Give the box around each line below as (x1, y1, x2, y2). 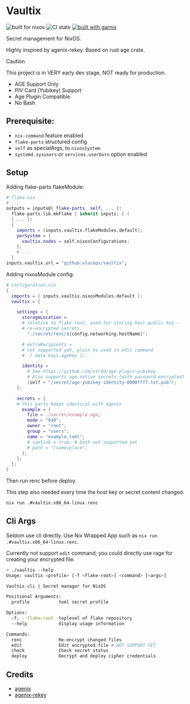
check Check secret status (11, 648, 109, 653)
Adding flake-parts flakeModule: (6, 183, 84, 190)
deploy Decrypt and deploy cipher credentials (11, 653, 157, 659)
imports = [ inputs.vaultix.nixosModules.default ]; (11, 293, 143, 299)
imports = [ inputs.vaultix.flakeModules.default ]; (16, 227, 143, 233)
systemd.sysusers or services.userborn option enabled (14, 150, 148, 157)
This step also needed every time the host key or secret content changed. (6, 489, 185, 496)
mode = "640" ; (27, 417, 62, 424)
